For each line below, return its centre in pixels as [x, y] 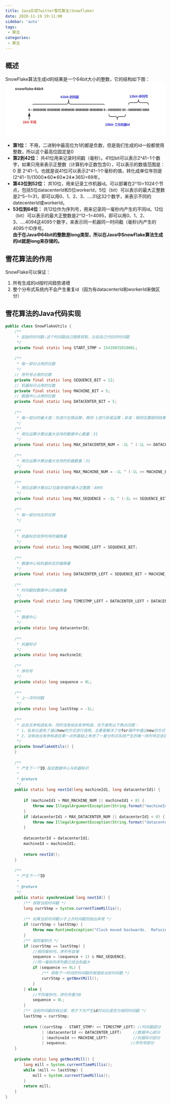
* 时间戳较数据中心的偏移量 [42, 590]
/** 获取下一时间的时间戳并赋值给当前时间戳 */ [85, 973]
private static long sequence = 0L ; [53, 682]
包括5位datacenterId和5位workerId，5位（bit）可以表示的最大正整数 [93, 190]
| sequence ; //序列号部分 [98, 1043]
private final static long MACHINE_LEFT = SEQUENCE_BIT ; [76, 547]
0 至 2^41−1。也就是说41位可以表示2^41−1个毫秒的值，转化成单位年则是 [87, 171]
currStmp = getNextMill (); [70, 978]
